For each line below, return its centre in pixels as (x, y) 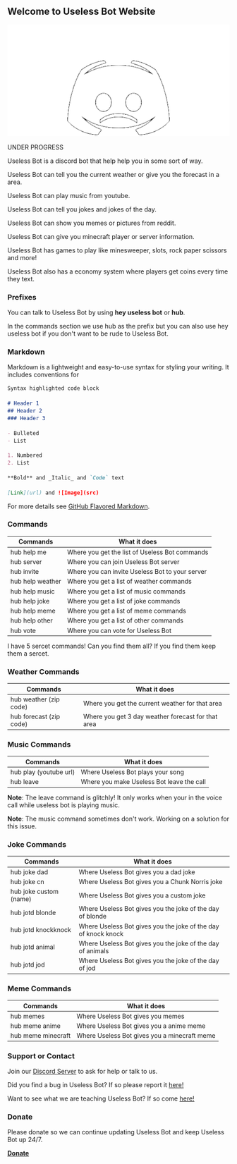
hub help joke (30, 601)
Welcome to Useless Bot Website (81, 12)
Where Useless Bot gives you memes (130, 1016)
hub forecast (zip (35, 717)
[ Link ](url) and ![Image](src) (53, 493)
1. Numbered (25, 455)
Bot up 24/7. (25, 1140)
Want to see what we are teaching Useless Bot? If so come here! (101, 1098)
